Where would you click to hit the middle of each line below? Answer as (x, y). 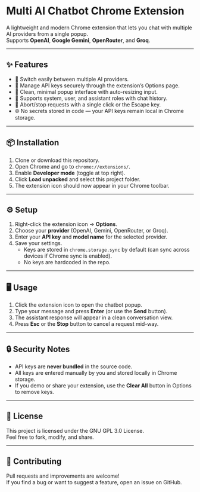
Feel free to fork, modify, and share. (50, 437)
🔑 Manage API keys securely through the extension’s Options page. (97, 85)
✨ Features (27, 65)
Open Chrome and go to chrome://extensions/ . (73, 166)
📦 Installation (33, 143)
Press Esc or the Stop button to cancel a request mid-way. (87, 324)
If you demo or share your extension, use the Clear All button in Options (103, 386)
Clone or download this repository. (57, 160)
